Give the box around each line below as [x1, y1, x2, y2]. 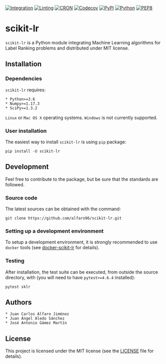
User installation [5, 127, 47, 134]
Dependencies [5, 75, 42, 82]
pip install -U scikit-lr [5, 149, 60, 154]
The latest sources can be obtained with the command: [5, 206, 121, 212]
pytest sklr [5, 284, 31, 289]
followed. [5, 181, 25, 187]
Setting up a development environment [5, 227, 104, 234]
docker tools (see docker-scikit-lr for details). [5, 245, 100, 251]
